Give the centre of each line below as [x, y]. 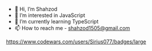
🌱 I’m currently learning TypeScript [56, 21]
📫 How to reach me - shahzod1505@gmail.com [72, 28]
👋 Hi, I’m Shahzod [36, 9]
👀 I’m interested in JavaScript [50, 15]
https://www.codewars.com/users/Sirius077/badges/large [76, 42]
